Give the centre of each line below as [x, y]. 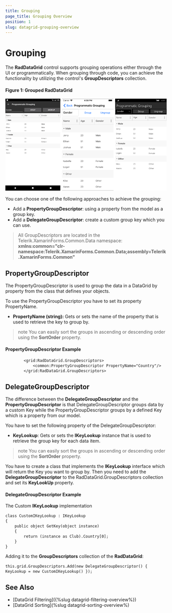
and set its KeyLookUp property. [40, 483]
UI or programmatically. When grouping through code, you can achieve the [84, 73]
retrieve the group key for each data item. [57, 441]
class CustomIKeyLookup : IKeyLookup [46, 516]
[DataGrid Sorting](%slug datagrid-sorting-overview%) [71, 605]
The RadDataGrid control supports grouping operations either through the [83, 67]
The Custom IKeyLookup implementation [49, 506]
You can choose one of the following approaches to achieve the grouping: [83, 199]
